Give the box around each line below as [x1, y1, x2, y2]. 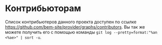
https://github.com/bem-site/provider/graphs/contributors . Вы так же [5, 24, 145, 30]
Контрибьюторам [5, 3, 81, 14]
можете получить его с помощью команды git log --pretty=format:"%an [5, 29, 158, 35]
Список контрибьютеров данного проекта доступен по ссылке [5, 19, 137, 25]
